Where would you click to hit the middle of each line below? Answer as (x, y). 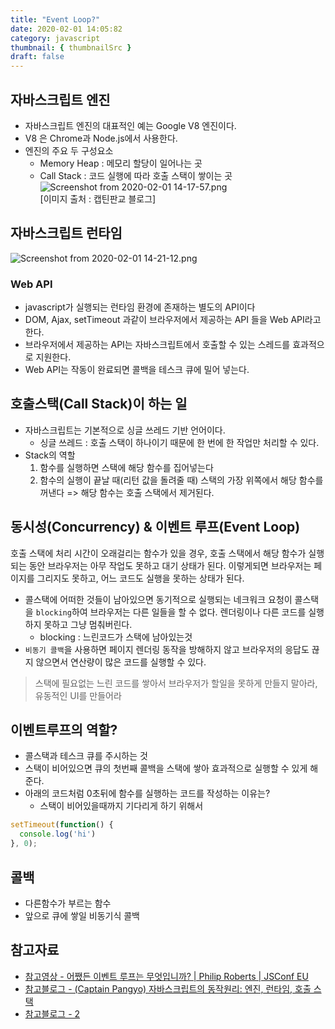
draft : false (37, 57)
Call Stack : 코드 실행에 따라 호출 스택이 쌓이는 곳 (136, 175)
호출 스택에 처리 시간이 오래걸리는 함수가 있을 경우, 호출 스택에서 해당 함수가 (158, 553)
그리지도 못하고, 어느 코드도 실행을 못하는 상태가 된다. (140, 578)
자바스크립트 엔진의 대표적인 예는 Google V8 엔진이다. (130, 125)
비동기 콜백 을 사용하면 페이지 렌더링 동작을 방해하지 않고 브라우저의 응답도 (167, 649)
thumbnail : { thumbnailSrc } (71, 47)
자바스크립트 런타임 (66, 233)
